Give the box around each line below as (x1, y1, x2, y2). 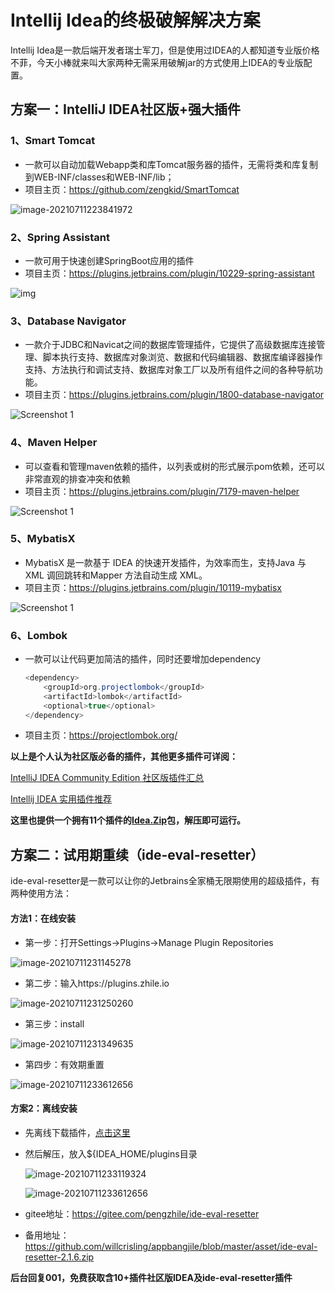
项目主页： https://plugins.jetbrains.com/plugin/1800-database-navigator (24, 389, 325, 401)
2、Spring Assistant (10, 230, 110, 244)
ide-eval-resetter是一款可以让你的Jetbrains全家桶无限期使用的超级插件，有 (10, 875, 320, 887)
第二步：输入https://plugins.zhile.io (24, 977, 170, 989)
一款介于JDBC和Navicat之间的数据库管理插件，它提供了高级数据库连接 (24, 339, 317, 351)
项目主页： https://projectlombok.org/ (24, 729, 178, 741)
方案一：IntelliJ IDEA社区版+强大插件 (10, 101, 242, 118)
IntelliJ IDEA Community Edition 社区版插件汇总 (10, 772, 205, 784)
